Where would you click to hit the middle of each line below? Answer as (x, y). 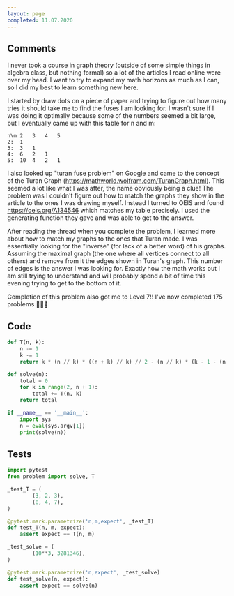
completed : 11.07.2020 (40, 20)
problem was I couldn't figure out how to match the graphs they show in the (116, 195)
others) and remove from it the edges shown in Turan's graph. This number (115, 261)
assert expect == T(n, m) (57, 535)
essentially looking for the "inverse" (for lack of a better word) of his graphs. (117, 246)
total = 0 (34, 381)
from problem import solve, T (51, 477)
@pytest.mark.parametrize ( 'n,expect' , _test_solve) (84, 572)
